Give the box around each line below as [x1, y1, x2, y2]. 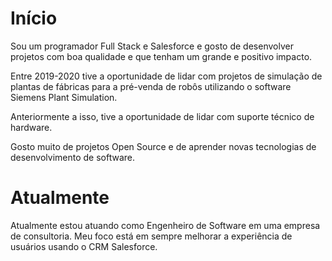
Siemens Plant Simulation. [10, 91, 118, 103]
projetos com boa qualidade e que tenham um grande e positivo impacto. [10, 50, 313, 62]
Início [10, 7, 58, 30]
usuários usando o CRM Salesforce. [10, 240, 158, 252]
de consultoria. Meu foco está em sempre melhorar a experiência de [10, 230, 293, 242]
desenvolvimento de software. [10, 151, 136, 163]
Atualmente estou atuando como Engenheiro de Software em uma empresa [10, 219, 321, 231]
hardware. [10, 121, 53, 133]
